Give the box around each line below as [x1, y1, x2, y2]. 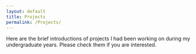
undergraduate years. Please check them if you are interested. [6, 41, 157, 48]
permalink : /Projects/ [6, 19, 61, 25]
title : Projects [6, 14, 46, 20]
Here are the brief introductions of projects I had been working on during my [6, 35, 191, 42]
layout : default [6, 8, 46, 15]
